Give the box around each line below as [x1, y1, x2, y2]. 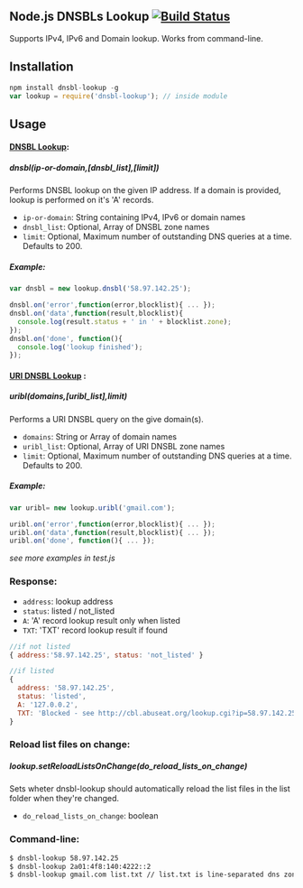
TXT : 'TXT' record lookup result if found [22, 624, 169, 635]
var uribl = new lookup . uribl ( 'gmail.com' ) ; [9, 503, 176, 513]
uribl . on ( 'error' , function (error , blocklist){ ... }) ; [9, 520, 216, 529]
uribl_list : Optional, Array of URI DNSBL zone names [22, 440, 225, 451]
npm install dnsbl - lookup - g [9, 83, 119, 92]
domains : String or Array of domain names [22, 430, 178, 442]
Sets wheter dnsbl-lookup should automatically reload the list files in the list [9, 783, 290, 794]
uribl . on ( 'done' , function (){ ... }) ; [9, 536, 155, 546]
